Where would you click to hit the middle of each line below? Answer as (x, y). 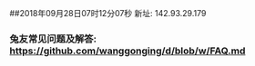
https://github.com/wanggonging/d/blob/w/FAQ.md (127, 51)
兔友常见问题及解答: (53, 39)
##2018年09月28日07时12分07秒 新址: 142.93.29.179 (108, 13)
